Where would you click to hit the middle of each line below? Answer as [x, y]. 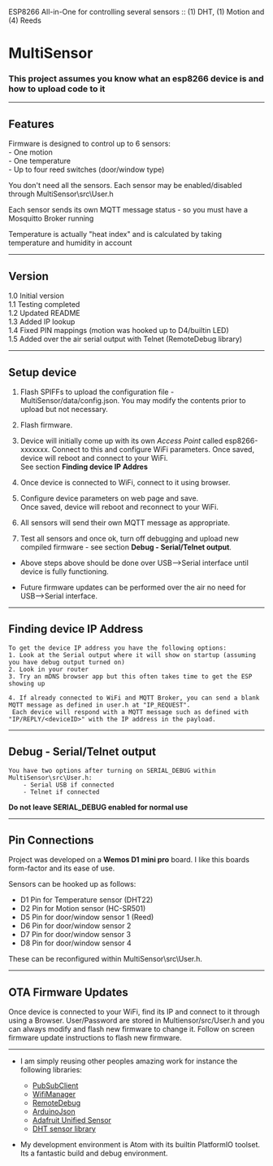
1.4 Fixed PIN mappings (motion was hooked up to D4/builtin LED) [119, 331]
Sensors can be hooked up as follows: [72, 884]
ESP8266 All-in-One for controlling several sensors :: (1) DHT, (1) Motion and [136, 12]
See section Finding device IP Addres [84, 467]
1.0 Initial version [37, 296]
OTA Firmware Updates [68, 992]
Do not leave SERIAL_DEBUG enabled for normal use [98, 807]
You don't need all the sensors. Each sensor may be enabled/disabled [125, 186]
